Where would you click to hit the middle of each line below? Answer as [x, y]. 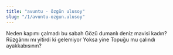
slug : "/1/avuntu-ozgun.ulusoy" [45, 17]
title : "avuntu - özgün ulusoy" [45, 11]
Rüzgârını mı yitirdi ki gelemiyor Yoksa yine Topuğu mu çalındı [81, 39]
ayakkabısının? [24, 45]
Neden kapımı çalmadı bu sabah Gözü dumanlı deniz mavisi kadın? [86, 33]
